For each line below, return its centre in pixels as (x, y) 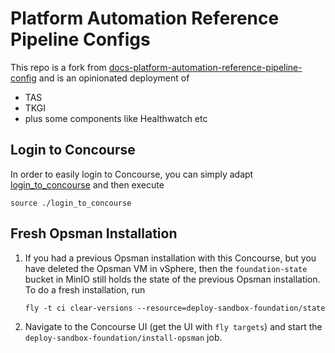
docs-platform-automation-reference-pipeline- (205, 67)
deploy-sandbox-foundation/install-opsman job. (123, 337)
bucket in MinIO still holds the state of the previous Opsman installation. (172, 279)
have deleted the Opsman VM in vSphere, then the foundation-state (166, 268)
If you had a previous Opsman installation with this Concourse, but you (170, 258)
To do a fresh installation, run (85, 289)
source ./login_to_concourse (71, 203)
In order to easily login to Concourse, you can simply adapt (132, 174)
